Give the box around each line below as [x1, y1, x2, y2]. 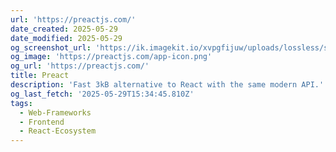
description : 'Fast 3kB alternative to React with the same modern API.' [10, 80, 325, 90]
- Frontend [19, 117, 65, 127]
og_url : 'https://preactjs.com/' [10, 61, 150, 71]
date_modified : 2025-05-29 [10, 33, 123, 43]
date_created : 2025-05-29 [10, 24, 118, 34]
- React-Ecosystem [19, 126, 97, 136]
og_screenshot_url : [10, 42, 92, 53]
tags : [10, 98, 33, 108]
